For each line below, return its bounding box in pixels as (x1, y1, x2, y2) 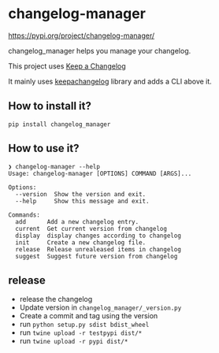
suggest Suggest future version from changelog (15, 252, 178, 260)
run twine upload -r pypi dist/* (19, 336, 128, 346)
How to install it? (8, 99, 92, 113)
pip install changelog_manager (8, 120, 111, 128)
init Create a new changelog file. (15, 238, 147, 247)
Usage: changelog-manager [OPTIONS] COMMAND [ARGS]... (8, 169, 192, 177)
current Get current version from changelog (15, 225, 168, 232)
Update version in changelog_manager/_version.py (19, 303, 182, 312)
